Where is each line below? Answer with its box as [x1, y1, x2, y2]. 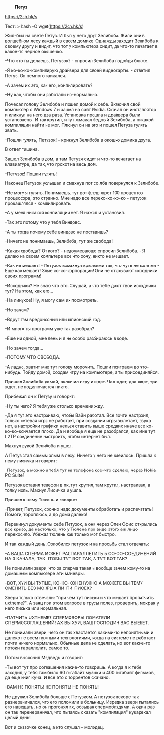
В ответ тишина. [5, 147, 39, 152]
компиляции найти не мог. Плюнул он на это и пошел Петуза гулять [5, 122, 148, 128]
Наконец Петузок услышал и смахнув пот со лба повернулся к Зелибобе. [5, 180, 160, 186]
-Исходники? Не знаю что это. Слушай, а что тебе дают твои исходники [5, 283, 156, 288]
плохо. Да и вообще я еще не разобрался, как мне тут [41, 428, 156, 434]
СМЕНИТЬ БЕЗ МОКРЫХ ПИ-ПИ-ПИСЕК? [5, 585, 92, 591]
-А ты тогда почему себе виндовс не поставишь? [5, 229, 109, 235]
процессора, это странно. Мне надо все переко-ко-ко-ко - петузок [5, 195, 147, 201]
